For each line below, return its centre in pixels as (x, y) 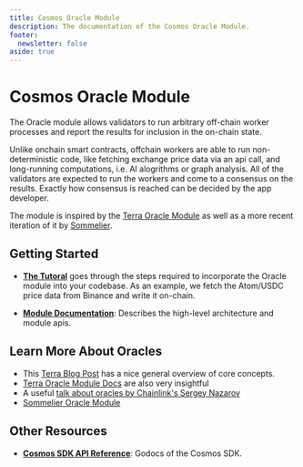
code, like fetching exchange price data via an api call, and (170, 160)
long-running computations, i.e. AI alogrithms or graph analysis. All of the (147, 169)
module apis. (47, 322)
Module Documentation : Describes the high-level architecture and (148, 313)
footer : (24, 35)
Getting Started (54, 254)
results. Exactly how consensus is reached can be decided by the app (141, 189)
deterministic (34, 160)
